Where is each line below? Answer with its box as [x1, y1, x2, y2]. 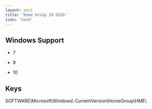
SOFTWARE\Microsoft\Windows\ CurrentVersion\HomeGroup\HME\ [5, 98, 147, 104]
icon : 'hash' [5, 17, 33, 22]
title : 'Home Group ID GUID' [5, 12, 67, 17]
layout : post [5, 7, 33, 13]
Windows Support [5, 36, 64, 45]
